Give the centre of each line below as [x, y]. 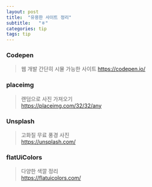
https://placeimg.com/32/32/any [61, 105]
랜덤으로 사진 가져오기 [47, 99]
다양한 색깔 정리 [39, 171]
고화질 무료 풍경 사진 [45, 135]
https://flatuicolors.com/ [51, 178]
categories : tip [26, 29]
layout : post [23, 12]
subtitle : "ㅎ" [27, 23]
